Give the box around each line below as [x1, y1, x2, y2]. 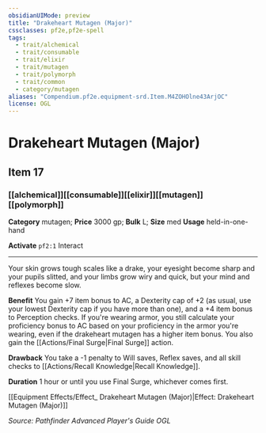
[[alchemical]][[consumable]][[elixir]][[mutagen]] [8, 189, 203, 200]
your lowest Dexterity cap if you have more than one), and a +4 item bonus [8, 304, 253, 313]
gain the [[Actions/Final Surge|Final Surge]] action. [8, 338, 174, 347]
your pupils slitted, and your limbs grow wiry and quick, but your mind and [8, 272, 250, 281]
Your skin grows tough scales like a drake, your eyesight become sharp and [8, 264, 255, 273]
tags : [8, 33, 26, 42]
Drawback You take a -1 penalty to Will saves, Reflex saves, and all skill [8, 353, 241, 363]
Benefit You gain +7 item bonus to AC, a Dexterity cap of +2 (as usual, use [8, 296, 252, 305]
